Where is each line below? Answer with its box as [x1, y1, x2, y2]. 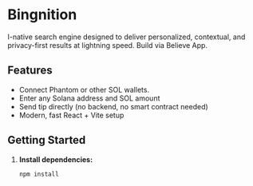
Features [7, 64, 53, 77]
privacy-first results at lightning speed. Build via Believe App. [7, 40, 208, 49]
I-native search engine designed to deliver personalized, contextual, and [7, 32, 246, 42]
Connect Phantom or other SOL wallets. [18, 85, 149, 94]
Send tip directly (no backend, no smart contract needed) [18, 101, 208, 111]
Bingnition [7, 6, 77, 24]
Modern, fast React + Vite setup [18, 110, 125, 120]
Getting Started [7, 133, 86, 147]
